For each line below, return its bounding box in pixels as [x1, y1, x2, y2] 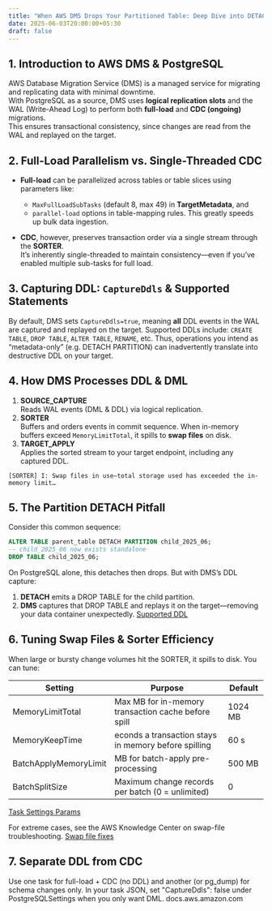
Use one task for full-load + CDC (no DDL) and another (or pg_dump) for [8, 876, 250, 886]
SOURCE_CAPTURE [19, 395, 87, 406]
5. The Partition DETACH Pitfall [8, 501, 166, 515]
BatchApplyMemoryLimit [12, 758, 107, 769]
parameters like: [19, 184, 74, 193]
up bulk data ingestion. [32, 217, 109, 226]
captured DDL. [19, 456, 70, 466]
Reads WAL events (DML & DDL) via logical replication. [19, 404, 204, 414]
